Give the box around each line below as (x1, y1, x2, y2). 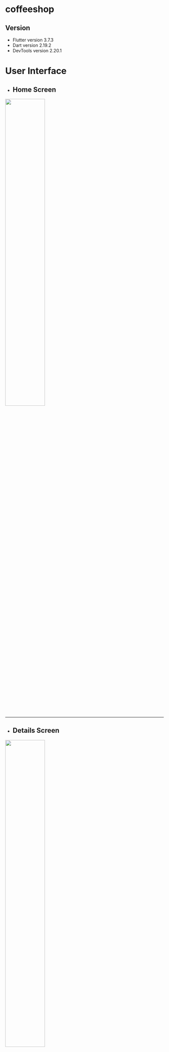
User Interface (5, 65, 67, 77)
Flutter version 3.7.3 (12, 37, 54, 43)
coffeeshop (5, 4, 54, 15)
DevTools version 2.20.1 (12, 48, 62, 53)
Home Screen (12, 85, 56, 94)
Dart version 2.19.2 (12, 42, 52, 48)
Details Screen (12, 726, 59, 735)
